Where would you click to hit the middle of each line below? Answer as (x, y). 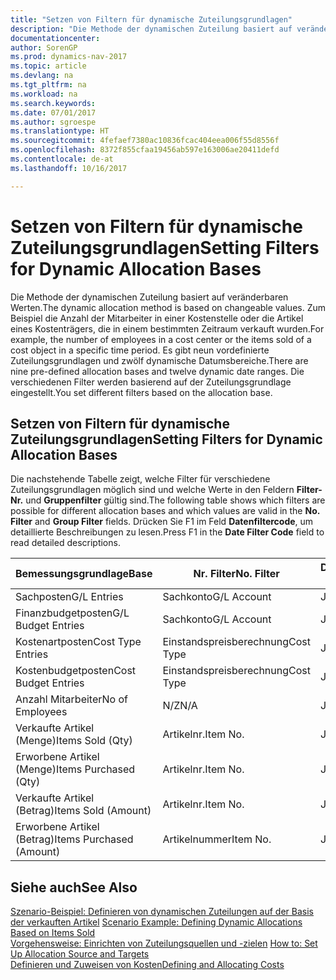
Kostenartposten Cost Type (78, 642)
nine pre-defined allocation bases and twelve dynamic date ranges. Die (157, 371)
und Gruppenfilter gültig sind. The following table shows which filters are (175, 500)
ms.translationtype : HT (60, 131)
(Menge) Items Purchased (75, 769)
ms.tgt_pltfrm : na (48, 85)
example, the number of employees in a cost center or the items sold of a (161, 339)
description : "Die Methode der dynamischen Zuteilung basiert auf (151, 29)
